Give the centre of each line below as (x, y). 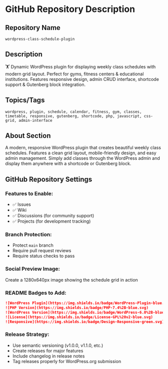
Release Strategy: (27, 335)
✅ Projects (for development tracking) (51, 221)
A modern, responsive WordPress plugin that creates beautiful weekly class (83, 148)
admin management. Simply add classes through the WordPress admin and (82, 158)
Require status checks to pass (43, 256)
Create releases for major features (48, 351)
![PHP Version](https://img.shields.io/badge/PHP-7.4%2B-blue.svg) (77, 308)
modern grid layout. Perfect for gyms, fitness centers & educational (74, 74)
